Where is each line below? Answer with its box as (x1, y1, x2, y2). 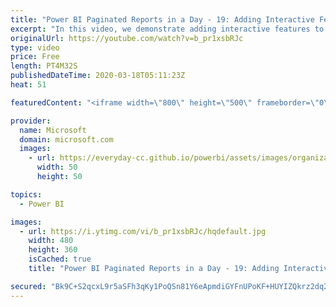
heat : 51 (10, 80, 47, 90)
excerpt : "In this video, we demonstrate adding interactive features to (10, 24, 325, 34)
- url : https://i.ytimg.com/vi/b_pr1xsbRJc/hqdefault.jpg (19, 226, 267, 236)
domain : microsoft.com (19, 134, 114, 145)
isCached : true (28, 254, 92, 265)
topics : (10, 189, 43, 200)
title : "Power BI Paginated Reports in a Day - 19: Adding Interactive (10, 14, 315, 25)
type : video (10, 42, 60, 53)
